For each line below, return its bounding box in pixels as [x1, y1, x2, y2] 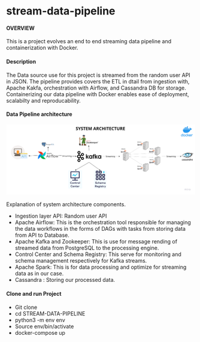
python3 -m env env [14, 316, 66, 323]
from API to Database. [14, 231, 70, 239]
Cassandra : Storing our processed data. [14, 276, 116, 284]
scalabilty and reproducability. [6, 97, 81, 104]
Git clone [14, 304, 38, 311]
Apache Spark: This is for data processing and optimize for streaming [14, 263, 187, 271]
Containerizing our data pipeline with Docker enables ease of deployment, [6, 90, 190, 97]
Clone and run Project [6, 290, 62, 297]
